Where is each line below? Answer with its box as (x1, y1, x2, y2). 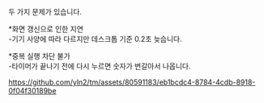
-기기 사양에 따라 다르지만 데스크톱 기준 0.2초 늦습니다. (8, 35, 182, 43)
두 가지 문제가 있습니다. (8, 7, 83, 16)
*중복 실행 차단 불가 (8, 51, 70, 60)
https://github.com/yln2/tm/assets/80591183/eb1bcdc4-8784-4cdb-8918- (8, 77, 256, 87)
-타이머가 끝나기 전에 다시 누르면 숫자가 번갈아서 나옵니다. (8, 61, 192, 71)
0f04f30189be (8, 86, 57, 95)
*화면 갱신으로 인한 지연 (8, 24, 83, 34)
